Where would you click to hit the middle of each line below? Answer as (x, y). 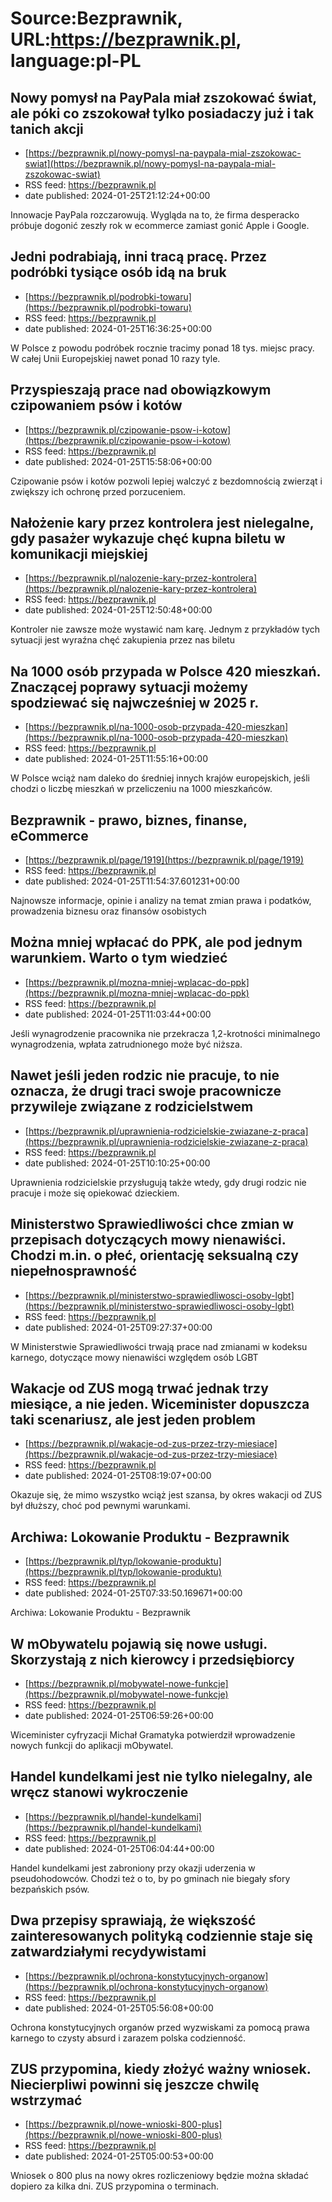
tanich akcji (47, 128)
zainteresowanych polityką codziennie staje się (161, 1936)
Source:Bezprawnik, (96, 18)
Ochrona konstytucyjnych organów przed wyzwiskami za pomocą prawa (160, 2027)
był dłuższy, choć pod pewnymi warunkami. (100, 1506)
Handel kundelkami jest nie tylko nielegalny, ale (161, 1777)
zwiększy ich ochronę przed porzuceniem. (98, 491)
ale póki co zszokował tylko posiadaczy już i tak (162, 113)
